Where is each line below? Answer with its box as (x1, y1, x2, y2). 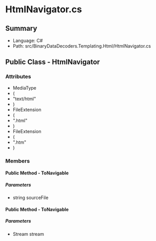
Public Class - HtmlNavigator (5, 58, 100, 67)
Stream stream (12, 231, 45, 237)
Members (5, 157, 30, 164)
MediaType (12, 84, 37, 91)
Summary (5, 24, 37, 33)
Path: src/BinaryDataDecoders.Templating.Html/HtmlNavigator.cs (12, 43, 151, 49)
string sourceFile (12, 194, 49, 201)
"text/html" (12, 96, 36, 102)
